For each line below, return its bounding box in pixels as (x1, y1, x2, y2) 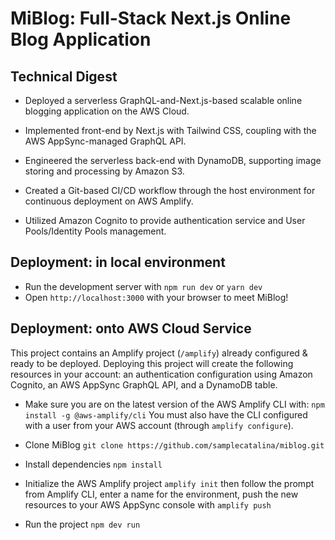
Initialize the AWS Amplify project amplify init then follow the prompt (24, 477, 315, 489)
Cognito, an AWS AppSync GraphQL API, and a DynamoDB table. (10, 378, 278, 391)
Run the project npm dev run (24, 518, 141, 530)
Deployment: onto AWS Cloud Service (10, 320, 252, 337)
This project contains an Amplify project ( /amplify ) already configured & (10, 347, 308, 359)
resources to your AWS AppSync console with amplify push (24, 498, 272, 511)
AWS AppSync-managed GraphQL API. (24, 135, 187, 147)
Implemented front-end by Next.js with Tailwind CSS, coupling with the (24, 125, 317, 136)
